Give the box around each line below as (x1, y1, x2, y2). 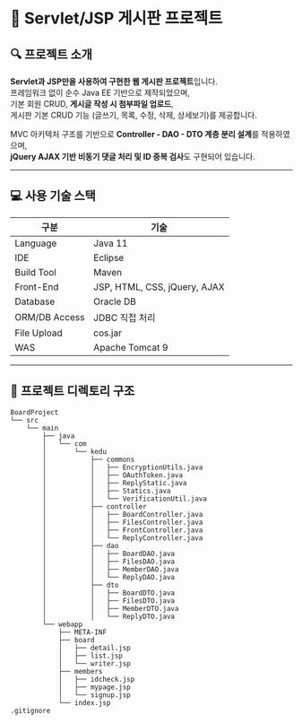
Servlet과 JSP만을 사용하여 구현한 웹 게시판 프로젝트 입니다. (10, 76, 218, 86)
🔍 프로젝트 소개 (10, 47, 93, 62)
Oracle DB (93, 295, 137, 308)
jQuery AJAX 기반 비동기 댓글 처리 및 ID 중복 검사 (10, 152, 185, 161)
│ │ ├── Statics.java (42, 486, 171, 495)
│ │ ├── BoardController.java (42, 510, 203, 519)
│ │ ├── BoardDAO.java (42, 549, 176, 558)
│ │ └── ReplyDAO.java (42, 572, 176, 581)
